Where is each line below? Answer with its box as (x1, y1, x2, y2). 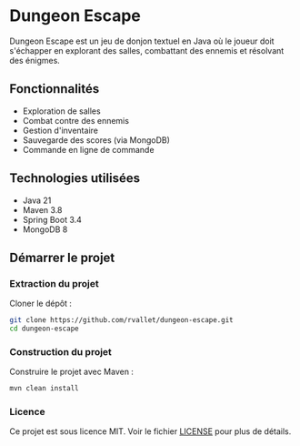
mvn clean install (9, 384, 79, 393)
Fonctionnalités (9, 81, 100, 96)
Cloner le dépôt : (9, 298, 73, 309)
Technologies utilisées (9, 170, 141, 187)
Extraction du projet (9, 277, 99, 289)
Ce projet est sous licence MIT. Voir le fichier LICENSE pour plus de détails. (9, 426, 292, 437)
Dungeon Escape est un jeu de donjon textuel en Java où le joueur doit (9, 35, 275, 46)
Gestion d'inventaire (22, 125, 98, 136)
